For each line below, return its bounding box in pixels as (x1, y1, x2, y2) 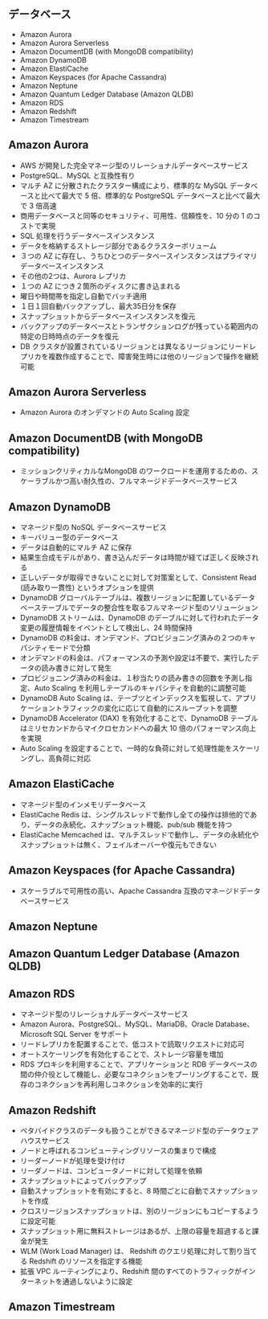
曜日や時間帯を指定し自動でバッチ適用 (19, 291, 147, 301)
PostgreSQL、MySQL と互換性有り (19, 170, 136, 180)
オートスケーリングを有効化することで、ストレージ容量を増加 (19, 1050, 224, 1059)
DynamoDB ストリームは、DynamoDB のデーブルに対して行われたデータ (19, 613, 259, 623)
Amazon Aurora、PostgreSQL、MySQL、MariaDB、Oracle (19, 1019, 214, 1029)
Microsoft (19, 1030, 52, 1039)
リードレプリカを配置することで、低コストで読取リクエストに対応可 (19, 1039, 245, 1049)
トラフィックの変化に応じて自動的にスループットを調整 (55, 703, 238, 713)
